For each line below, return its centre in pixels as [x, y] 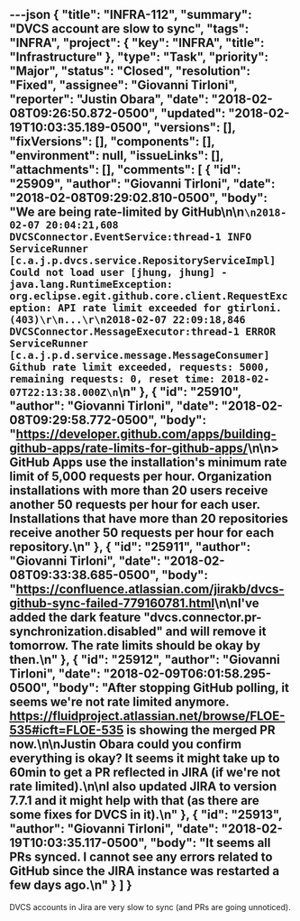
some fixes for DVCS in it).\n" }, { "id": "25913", [145, 815]
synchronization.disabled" [86, 632]
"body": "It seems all [210, 843]
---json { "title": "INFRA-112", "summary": [131, 15]
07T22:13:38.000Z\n [64, 393]
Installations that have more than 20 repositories [149, 519]
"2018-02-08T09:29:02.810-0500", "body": [139, 198]
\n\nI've [237, 603]
